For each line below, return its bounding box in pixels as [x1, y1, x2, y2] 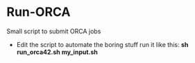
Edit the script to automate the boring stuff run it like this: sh [16, 40, 189, 48]
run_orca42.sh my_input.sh [16, 48, 99, 56]
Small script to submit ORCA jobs [6, 27, 101, 35]
